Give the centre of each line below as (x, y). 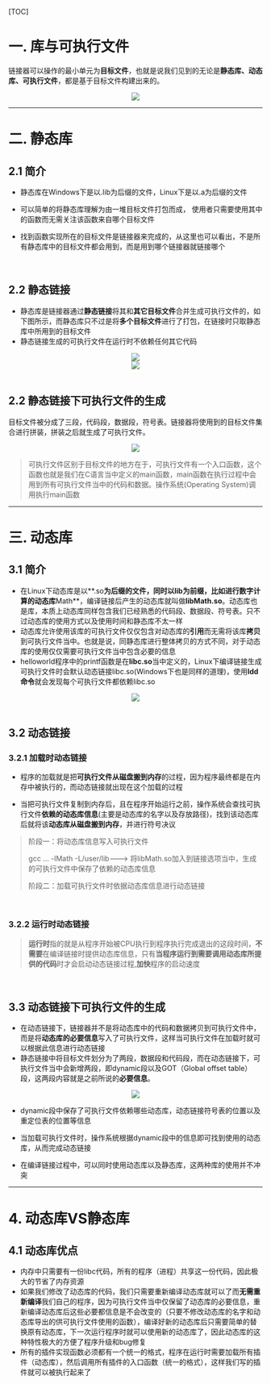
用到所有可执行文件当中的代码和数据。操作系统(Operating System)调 (142, 484)
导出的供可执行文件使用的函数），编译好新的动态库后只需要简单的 (142, 1322)
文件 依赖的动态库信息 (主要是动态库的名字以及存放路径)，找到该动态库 (143, 815)
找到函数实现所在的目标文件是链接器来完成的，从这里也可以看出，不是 (137, 236)
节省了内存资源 (59, 1282)
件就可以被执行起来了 (55, 1372)
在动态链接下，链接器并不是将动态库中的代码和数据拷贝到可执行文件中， (140, 1028)
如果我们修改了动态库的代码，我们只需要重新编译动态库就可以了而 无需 (137, 1292)
